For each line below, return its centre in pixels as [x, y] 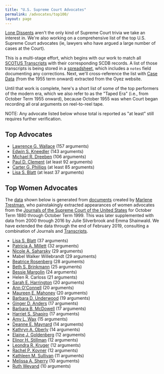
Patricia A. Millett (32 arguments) [46, 246]
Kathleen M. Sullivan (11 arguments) [48, 356]
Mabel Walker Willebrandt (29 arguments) [54, 256]
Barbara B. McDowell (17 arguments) [49, 309]
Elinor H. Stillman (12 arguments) [45, 340]
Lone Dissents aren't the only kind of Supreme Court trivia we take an [75, 33]
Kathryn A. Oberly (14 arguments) [46, 329]
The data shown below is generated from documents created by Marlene [79, 200]
